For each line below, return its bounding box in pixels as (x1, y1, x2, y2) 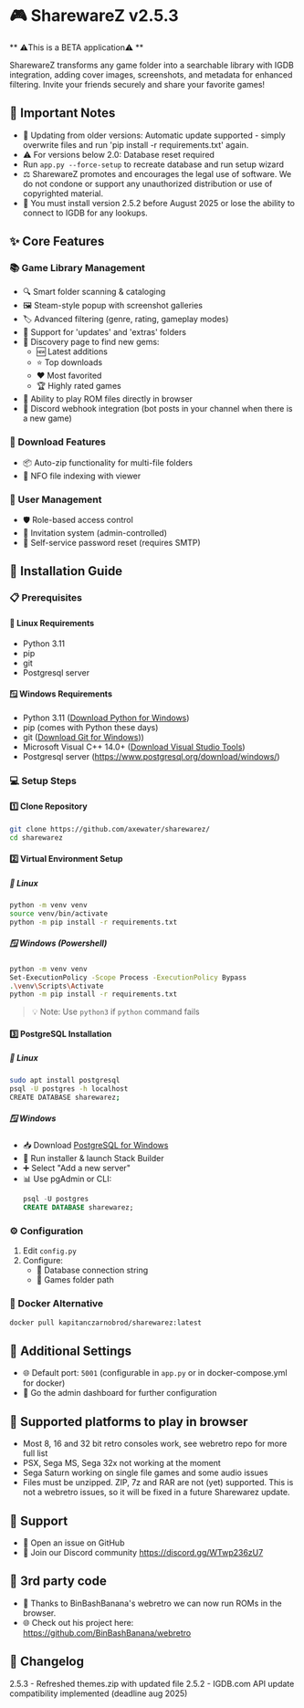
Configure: (22, 1255, 64, 1266)
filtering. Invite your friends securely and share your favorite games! (9, 79, 266, 89)
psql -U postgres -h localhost (9, 1084, 129, 1094)
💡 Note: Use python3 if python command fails (31, 1006, 200, 1017)
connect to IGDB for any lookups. (22, 207, 148, 218)
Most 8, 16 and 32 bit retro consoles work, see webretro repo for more (22, 1438, 288, 1450)
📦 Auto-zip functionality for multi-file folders (22, 456, 194, 468)
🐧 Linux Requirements (9, 617, 95, 628)
